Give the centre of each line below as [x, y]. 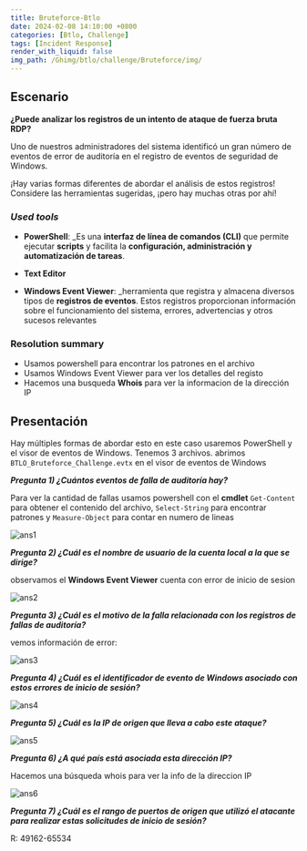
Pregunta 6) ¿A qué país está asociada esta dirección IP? [121, 758]
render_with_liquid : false [61, 52]
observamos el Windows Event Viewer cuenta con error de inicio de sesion [153, 580]
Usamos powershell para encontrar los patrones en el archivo [139, 364]
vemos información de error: [64, 642]
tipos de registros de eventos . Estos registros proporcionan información [159, 301]
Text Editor [45, 273]
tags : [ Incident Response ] [61, 43]
